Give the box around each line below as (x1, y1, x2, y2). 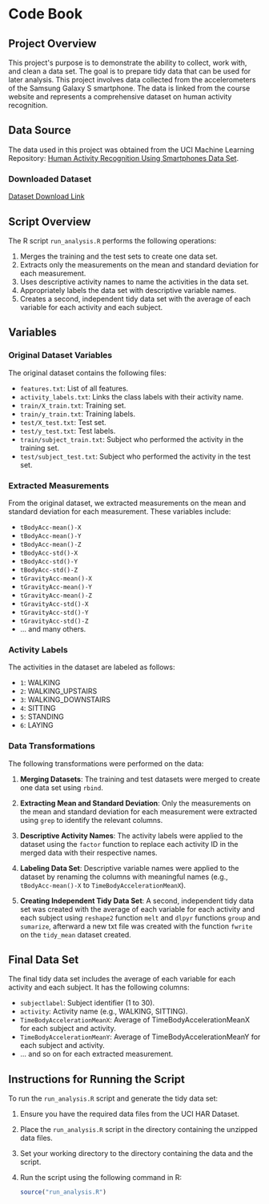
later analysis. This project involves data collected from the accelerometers (8, 75, 256, 84)
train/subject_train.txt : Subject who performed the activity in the (19, 434, 244, 444)
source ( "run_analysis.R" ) (19, 1188, 106, 1197)
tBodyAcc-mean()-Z (19, 540, 82, 548)
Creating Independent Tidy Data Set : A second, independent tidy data (19, 896, 254, 905)
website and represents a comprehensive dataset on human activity (8, 92, 232, 101)
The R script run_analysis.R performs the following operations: (8, 235, 217, 245)
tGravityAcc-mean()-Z (19, 592, 92, 600)
